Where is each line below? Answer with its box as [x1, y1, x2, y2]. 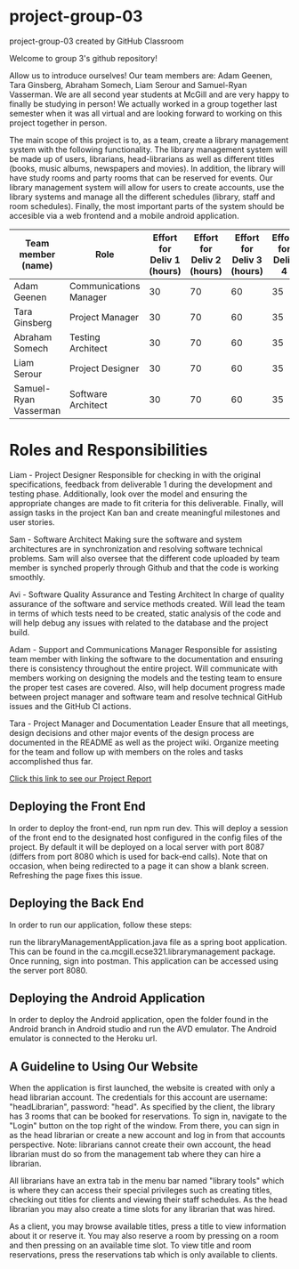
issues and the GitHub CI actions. [9, 700, 132, 711]
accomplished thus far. [9, 756, 93, 766]
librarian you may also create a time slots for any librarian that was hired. [9, 1204, 276, 1215]
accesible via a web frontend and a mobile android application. [9, 210, 239, 221]
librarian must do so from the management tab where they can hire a [9, 1149, 261, 1160]
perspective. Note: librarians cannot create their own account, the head [9, 1139, 271, 1150]
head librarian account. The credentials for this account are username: [9, 1092, 269, 1103]
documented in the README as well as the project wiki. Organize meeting [9, 737, 279, 748]
